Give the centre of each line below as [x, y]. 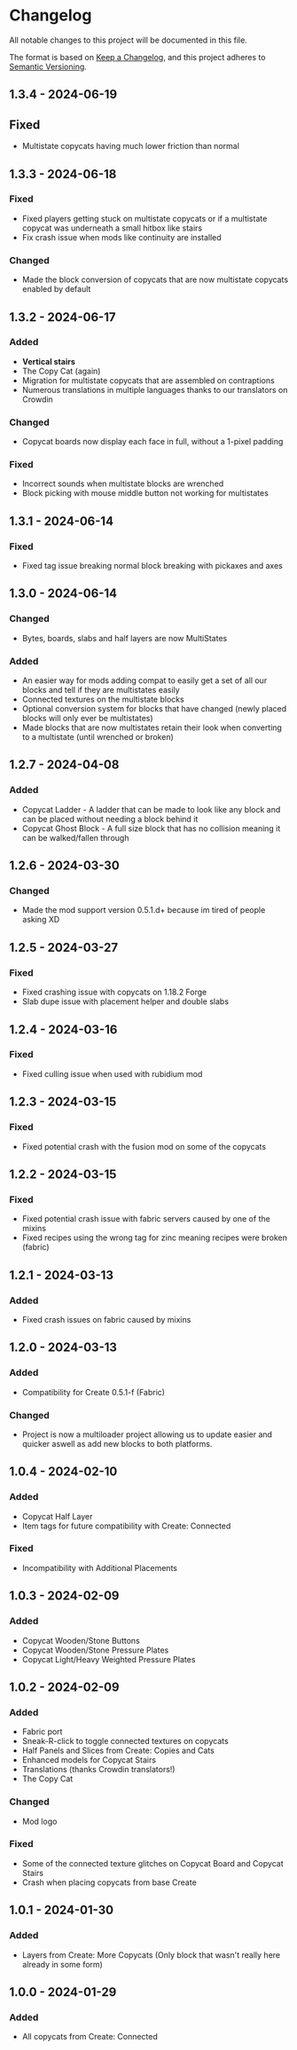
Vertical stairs [48, 361]
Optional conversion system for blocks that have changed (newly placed [154, 709]
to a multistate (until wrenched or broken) [98, 737]
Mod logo [39, 1821]
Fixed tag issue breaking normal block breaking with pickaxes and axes [152, 566]
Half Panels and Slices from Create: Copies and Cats [118, 1751]
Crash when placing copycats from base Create [109, 1882]
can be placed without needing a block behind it [110, 819]
